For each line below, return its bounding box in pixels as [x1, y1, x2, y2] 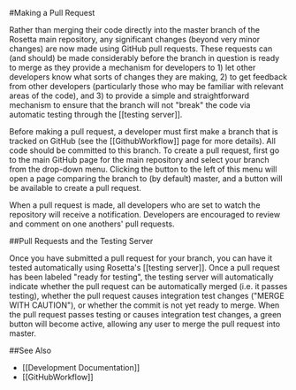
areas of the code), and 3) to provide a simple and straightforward [9, 90, 250, 101]
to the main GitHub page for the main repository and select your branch [9, 155, 269, 164]
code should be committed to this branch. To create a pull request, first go [9, 145, 280, 156]
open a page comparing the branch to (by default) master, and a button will [9, 173, 283, 184]
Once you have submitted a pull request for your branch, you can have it [9, 253, 273, 264]
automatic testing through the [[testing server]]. [9, 110, 183, 119]
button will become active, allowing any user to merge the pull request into [9, 318, 281, 329]
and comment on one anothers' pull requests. [9, 218, 175, 229]
